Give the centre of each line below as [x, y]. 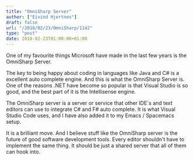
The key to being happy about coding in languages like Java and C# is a [93, 73]
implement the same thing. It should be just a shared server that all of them [96, 145]
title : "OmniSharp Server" [39, 11]
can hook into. [23, 152]
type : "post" [22, 33]
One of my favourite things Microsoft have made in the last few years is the [96, 55]
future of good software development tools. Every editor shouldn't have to [95, 139]
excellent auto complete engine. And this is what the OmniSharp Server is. [96, 79]
